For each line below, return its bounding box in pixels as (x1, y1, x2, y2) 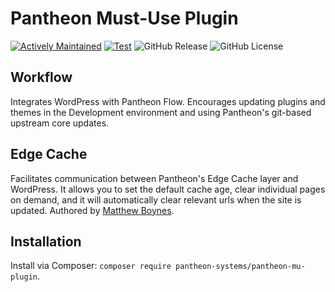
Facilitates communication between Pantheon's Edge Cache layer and (10, 172, 299, 184)
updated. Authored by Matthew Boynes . (10, 204, 175, 216)
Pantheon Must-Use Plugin (10, 7, 239, 30)
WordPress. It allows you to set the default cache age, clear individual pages (10, 183, 326, 195)
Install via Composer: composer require (10, 260, 172, 272)
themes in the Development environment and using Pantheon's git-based (10, 106, 312, 118)
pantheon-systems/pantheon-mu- (175, 262, 306, 272)
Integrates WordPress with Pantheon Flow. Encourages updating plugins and (10, 95, 326, 107)
